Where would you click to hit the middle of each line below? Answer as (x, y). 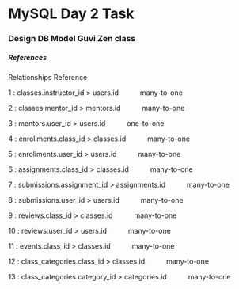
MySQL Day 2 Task (71, 14)
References (28, 57)
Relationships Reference (48, 78)
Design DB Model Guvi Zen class (72, 39)
